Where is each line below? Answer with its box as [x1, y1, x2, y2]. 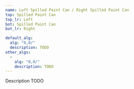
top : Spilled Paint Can [5, 12, 56, 17]
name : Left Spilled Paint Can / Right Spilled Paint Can [5, 7, 129, 13]
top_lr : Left [5, 17, 33, 22]
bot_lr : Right [5, 26, 36, 32]
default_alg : [5, 36, 33, 41]
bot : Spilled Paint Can [5, 21, 56, 27]
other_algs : [5, 49, 31, 55]
